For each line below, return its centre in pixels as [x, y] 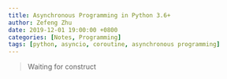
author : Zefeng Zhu [40, 23]
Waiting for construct [62, 66]
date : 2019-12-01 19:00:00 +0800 [63, 30]
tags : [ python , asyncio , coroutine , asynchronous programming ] [114, 45]
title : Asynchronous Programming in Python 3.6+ [89, 15]
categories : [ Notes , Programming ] [65, 37]
